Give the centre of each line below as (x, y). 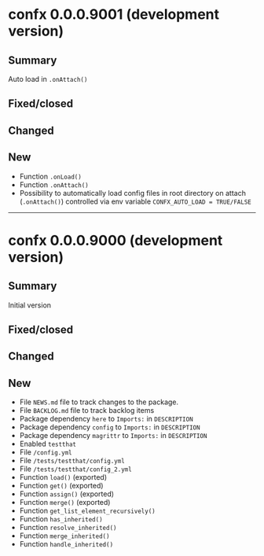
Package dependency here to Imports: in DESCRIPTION (106, 419)
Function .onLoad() (51, 176)
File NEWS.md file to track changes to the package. (99, 402)
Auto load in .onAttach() (48, 79)
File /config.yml (46, 452)
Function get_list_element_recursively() (87, 511)
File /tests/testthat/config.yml (72, 461)
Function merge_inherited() (64, 536)
